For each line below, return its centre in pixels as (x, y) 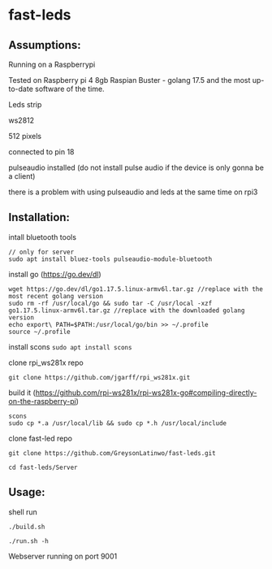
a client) (22, 176)
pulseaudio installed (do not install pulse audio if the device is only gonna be (136, 167)
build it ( (22, 393)
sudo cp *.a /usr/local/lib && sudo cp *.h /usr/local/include (118, 423)
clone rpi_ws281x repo (46, 363)
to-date (21, 89)
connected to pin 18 (41, 152)
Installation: (39, 217)
